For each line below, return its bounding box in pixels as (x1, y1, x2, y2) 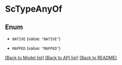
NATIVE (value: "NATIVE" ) (12, 36, 61, 42)
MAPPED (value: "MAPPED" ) (12, 45, 61, 51)
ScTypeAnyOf (5, 3, 62, 15)
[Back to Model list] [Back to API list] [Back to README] (5, 55, 117, 61)
